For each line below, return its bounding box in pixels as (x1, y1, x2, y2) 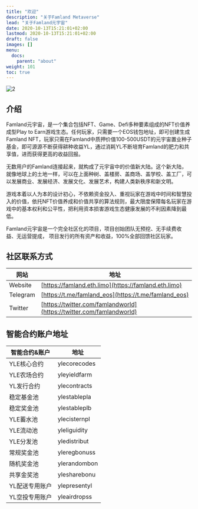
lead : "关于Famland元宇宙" (6, 20, 68, 25)
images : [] (6, 42, 33, 48)
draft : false (6, 36, 38, 42)
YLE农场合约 (9, 371, 44, 379)
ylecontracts (57, 381, 93, 389)
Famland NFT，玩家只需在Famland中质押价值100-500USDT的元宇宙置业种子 (6, 136, 192, 143)
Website (9, 281, 32, 289)
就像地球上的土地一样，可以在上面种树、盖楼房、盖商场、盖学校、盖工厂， (6, 170, 187, 178)
